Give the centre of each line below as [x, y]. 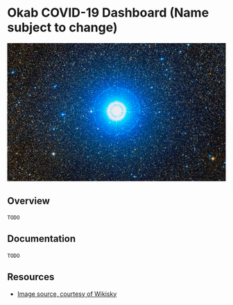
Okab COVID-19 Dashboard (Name [108, 13]
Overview [29, 200]
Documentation [42, 239]
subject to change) [62, 27]
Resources [31, 277]
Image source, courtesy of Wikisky [67, 294]
